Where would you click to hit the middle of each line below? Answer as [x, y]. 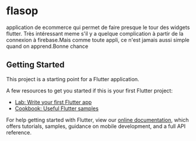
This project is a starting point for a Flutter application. [73, 79]
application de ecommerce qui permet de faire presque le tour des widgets [98, 27]
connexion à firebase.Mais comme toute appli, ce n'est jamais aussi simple [98, 40]
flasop [22, 11]
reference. [19, 132]
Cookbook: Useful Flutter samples [57, 108]
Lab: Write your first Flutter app [53, 102]
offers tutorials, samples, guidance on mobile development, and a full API [96, 126]
